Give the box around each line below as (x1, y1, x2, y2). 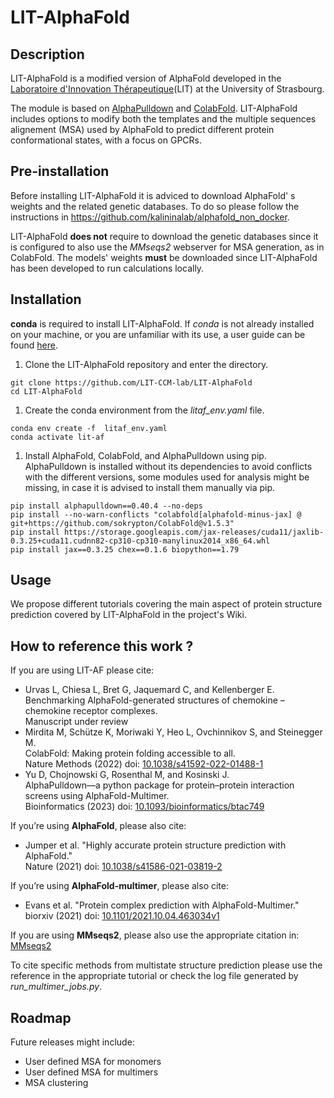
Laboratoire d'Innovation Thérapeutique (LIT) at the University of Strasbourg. (10, 83, 325, 95)
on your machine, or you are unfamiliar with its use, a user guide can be (10, 328, 306, 340)
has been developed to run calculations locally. (10, 262, 205, 274)
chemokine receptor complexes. (24, 705, 158, 717)
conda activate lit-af (10, 432, 105, 442)
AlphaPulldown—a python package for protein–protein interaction (24, 779, 295, 791)
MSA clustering (24, 1077, 89, 1089)
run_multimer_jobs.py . (10, 981, 103, 993)
